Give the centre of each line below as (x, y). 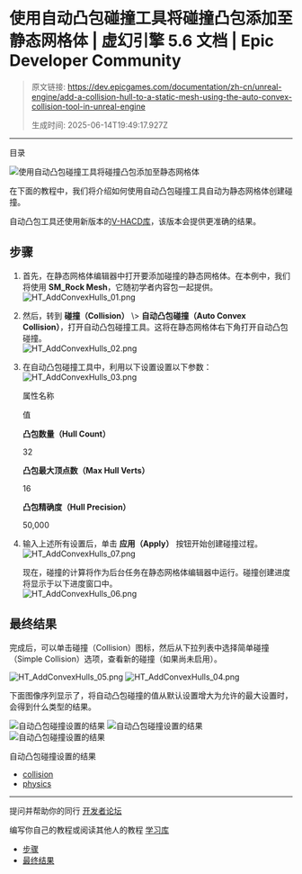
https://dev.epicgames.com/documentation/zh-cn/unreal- (174, 86)
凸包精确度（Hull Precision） (76, 507)
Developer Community (95, 61)
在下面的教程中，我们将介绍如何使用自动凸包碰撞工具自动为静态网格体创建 (147, 191)
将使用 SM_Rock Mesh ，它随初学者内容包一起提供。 (120, 287)
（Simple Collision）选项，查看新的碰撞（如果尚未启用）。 (115, 659)
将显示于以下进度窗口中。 (70, 583)
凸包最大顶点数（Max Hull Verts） (86, 470)
